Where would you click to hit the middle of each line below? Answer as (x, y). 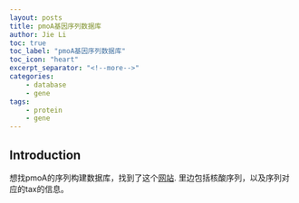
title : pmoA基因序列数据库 (55, 26)
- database (46, 85)
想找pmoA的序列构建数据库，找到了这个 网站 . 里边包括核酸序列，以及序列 (146, 178)
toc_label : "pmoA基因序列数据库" (68, 51)
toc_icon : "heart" (44, 60)
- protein (44, 110)
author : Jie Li (38, 34)
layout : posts (36, 18)
